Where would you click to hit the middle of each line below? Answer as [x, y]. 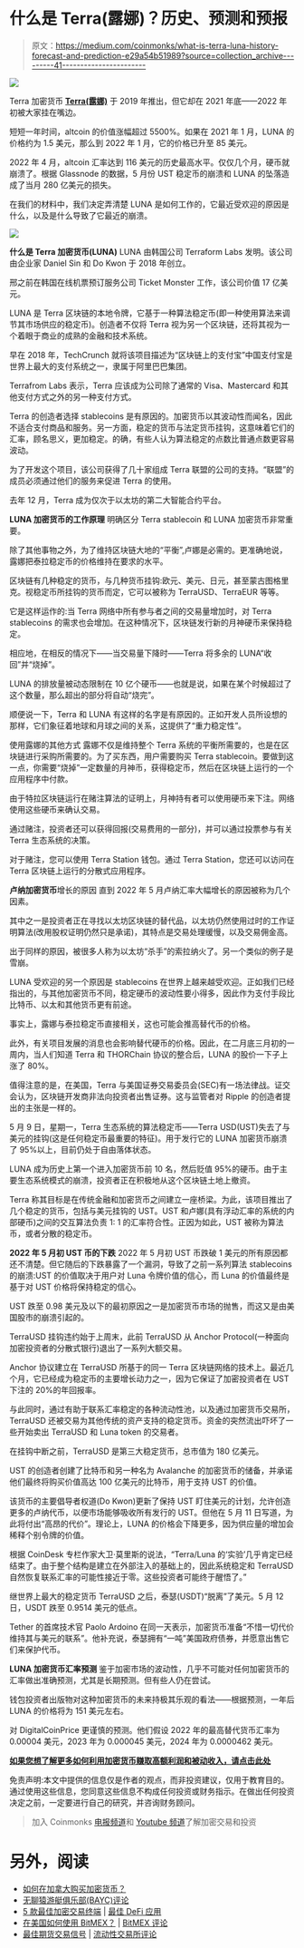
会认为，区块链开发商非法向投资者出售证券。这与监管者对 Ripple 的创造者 [146, 1096]
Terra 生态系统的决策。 [52, 840]
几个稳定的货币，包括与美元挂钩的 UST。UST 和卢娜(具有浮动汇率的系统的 [148, 1211]
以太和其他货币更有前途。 [88, 1004]
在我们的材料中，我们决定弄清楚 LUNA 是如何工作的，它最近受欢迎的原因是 [149, 204]
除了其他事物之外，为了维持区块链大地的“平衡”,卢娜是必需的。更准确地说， [148, 550]
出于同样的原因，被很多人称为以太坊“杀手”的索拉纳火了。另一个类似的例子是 [152, 951]
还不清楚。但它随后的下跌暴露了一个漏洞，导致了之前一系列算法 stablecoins [151, 1264]
